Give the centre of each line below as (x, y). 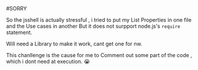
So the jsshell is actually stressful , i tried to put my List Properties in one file (99, 20)
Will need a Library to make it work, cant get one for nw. (74, 44)
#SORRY (17, 9)
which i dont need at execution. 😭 (48, 61)
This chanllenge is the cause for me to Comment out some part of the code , (99, 55)
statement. (19, 32)
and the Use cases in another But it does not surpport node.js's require (93, 26)
